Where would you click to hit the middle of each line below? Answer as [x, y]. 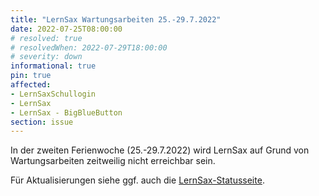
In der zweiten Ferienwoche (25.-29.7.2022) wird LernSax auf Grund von [160, 150]
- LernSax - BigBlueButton [66, 112]
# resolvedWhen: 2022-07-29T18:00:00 [89, 47]
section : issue [42, 122]
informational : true [53, 66]
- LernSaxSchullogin [53, 94]
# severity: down [46, 57]
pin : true [31, 76]
